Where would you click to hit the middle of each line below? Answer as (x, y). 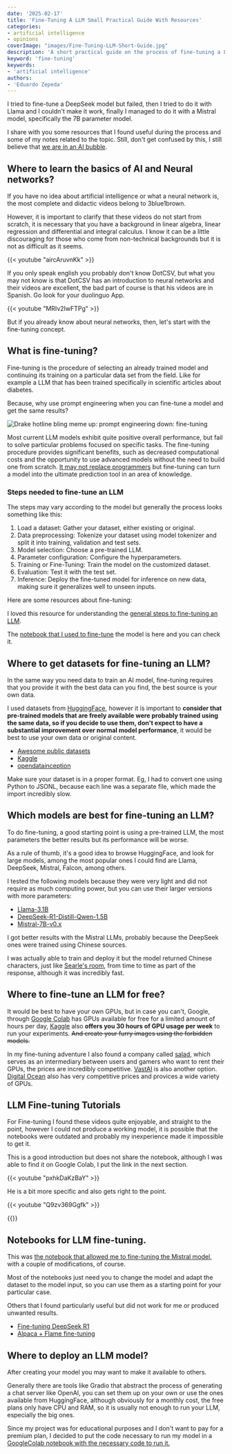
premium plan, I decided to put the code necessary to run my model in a (110, 1436)
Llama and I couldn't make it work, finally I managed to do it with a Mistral (112, 111)
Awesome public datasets (54, 751)
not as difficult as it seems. (46, 246)
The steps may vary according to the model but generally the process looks (115, 507)
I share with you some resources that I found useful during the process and (114, 132)
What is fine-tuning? (52, 351)
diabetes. (20, 390)
